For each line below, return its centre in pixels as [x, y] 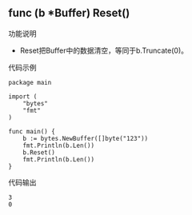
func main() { [32, 131]
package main [30, 82]
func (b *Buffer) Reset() [69, 13]
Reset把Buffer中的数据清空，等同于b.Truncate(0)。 [104, 50]
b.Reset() [39, 152]
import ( [23, 96]
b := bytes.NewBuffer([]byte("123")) [86, 138]
